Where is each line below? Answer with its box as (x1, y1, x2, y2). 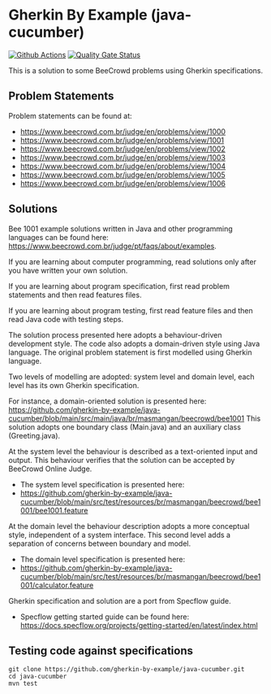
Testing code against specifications (8, 644, 193, 657)
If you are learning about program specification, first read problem (8, 281, 230, 290)
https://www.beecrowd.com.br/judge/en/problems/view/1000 (19, 126, 226, 136)
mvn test (8, 679, 38, 688)
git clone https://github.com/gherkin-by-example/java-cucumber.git (8, 666, 245, 674)
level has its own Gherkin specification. (8, 380, 140, 390)
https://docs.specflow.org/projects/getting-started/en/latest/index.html (19, 620, 258, 630)
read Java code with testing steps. (8, 314, 124, 324)
